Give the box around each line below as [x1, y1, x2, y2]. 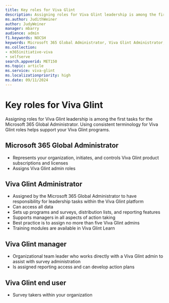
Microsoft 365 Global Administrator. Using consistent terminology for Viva [5, 121, 158, 127]
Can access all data [12, 204, 54, 210]
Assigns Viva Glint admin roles [12, 165, 76, 171]
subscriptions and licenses [12, 160, 68, 166]
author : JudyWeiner [5, 21, 46, 27]
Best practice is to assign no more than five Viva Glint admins [12, 220, 140, 226]
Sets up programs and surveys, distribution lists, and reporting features [12, 209, 160, 215]
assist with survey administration [12, 259, 81, 265]
